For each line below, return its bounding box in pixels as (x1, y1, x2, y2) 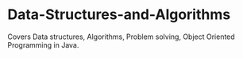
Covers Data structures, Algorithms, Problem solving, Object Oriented (7, 32, 235, 41)
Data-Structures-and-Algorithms (7, 6, 231, 24)
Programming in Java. (7, 40, 79, 49)
